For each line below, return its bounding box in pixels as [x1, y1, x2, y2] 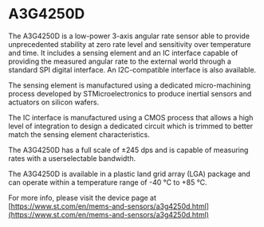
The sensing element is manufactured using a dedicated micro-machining [8, 80, 251, 90]
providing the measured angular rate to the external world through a [8, 57, 231, 66]
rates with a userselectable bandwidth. [8, 153, 136, 163]
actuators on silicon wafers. [8, 97, 100, 107]
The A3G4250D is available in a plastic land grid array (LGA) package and [8, 169, 251, 178]
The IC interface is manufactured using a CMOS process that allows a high [8, 112, 254, 122]
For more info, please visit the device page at [8, 193, 157, 202]
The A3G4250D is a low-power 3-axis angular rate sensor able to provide [8, 31, 250, 41]
